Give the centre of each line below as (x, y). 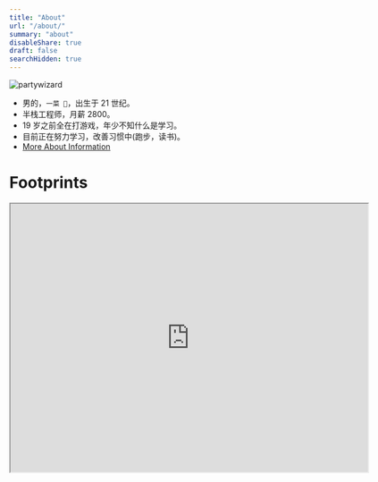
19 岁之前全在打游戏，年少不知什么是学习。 (102, 125)
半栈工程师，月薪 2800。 (68, 114)
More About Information (66, 147)
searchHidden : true (46, 59)
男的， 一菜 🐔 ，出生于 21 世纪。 (79, 103)
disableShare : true (46, 42)
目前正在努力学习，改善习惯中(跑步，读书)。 (104, 136)
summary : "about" (42, 34)
